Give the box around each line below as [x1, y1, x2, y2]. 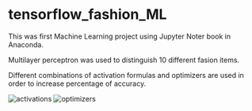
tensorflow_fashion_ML [8, 6, 167, 24]
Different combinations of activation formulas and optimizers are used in [8, 70, 244, 80]
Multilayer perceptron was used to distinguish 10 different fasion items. [8, 55, 240, 65]
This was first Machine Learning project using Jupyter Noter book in [8, 31, 231, 41]
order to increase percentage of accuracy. [8, 79, 147, 88]
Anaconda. [8, 39, 44, 49]
